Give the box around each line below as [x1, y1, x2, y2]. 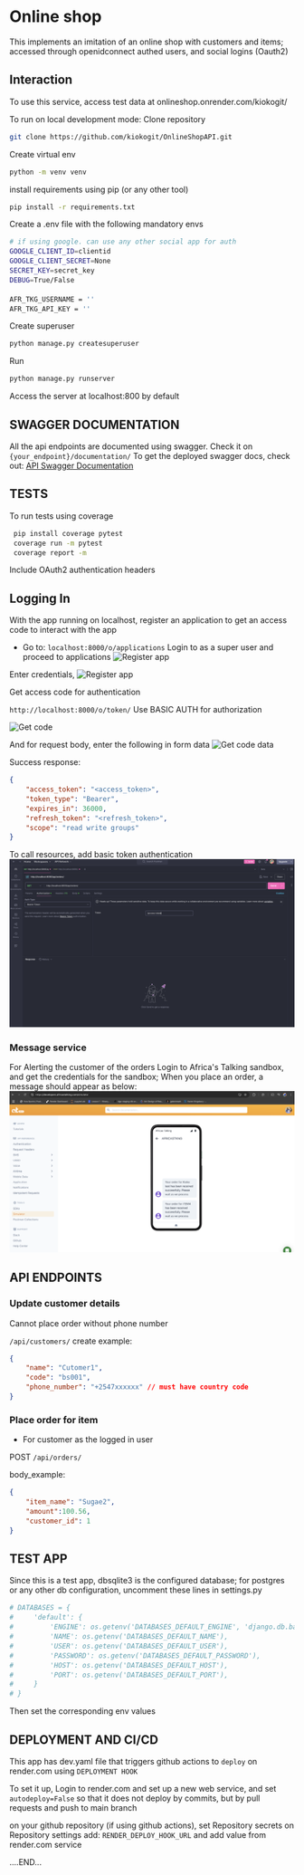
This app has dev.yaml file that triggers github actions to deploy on [9, 1755, 258, 1766]
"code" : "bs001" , [25, 1373, 91, 1382]
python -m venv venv [9, 167, 88, 177]
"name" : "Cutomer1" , [25, 1363, 103, 1373]
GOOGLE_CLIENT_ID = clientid [9, 247, 111, 256]
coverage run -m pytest [13, 539, 103, 548]
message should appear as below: [9, 1080, 138, 1092]
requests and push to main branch [9, 1802, 138, 1813]
